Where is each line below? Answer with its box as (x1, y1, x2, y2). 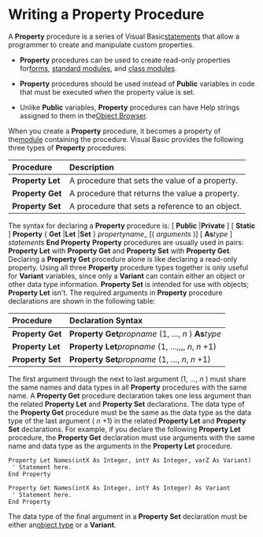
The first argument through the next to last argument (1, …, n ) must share (8, 374, 246, 383)
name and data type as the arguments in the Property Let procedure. (8, 441, 233, 450)
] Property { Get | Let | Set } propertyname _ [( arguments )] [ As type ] (8, 229, 233, 238)
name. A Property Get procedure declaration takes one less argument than (8, 390, 252, 400)
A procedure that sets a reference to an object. (69, 200, 243, 211)
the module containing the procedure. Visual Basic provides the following (8, 134, 244, 144)
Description (69, 162, 114, 173)
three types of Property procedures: (8, 143, 128, 152)
